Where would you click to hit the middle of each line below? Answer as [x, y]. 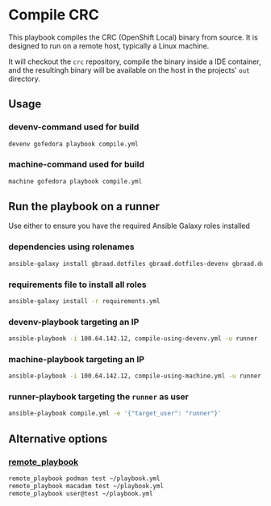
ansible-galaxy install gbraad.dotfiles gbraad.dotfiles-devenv [119, 264]
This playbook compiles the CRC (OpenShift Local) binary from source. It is [133, 37]
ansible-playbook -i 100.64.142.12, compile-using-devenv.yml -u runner [133, 339]
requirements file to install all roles [77, 285]
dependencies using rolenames [71, 247]
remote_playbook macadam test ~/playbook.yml [86, 486]
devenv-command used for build [74, 127]
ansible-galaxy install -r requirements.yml [84, 301]
